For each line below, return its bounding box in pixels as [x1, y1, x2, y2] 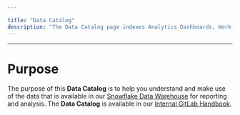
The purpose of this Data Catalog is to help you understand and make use [7, 84, 226, 93]
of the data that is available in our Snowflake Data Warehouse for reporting [7, 92, 227, 101]
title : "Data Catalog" [7, 16, 75, 24]
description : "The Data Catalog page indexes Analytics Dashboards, [7, 23, 216, 31]
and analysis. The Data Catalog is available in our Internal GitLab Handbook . [7, 99, 232, 108]
